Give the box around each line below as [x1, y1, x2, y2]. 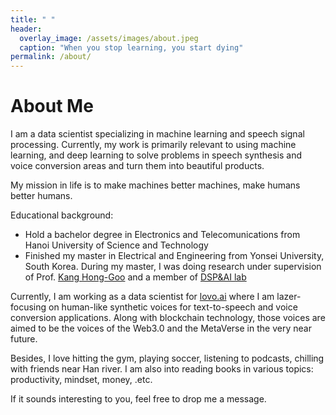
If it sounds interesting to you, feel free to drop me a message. [10, 393, 267, 405]
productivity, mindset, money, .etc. [10, 374, 153, 386]
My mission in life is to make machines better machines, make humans [10, 179, 301, 191]
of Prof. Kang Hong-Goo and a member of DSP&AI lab [24, 271, 247, 283]
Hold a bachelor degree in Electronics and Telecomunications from [24, 229, 301, 241]
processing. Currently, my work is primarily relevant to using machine [10, 139, 297, 151]
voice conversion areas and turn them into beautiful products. [10, 160, 265, 172]
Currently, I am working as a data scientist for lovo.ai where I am [10, 291, 275, 303]
